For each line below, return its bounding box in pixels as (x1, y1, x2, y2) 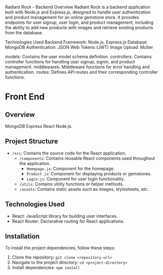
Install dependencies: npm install (12, 265, 80, 271)
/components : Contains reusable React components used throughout (19, 155, 155, 161)
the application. (19, 160, 51, 166)
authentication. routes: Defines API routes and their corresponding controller (5, 69, 158, 75)
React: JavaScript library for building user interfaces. (12, 213, 118, 219)
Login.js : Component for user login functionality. (26, 176, 125, 182)
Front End (5, 92, 45, 102)
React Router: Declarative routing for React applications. (12, 218, 125, 224)
